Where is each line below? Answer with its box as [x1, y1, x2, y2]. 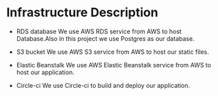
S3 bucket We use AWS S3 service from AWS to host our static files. [16, 48, 209, 56]
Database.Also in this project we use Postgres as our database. [16, 34, 195, 42]
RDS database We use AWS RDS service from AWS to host [16, 27, 182, 35]
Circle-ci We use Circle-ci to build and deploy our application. [16, 81, 191, 89]
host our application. [16, 68, 74, 76]
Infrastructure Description [6, 5, 159, 20]
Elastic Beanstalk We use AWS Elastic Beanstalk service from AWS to [16, 61, 211, 69]
